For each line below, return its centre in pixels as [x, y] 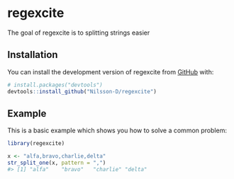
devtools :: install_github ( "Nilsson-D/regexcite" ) [82, 91]
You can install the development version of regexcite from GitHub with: [111, 71]
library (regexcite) [36, 144]
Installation [33, 55]
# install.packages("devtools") [55, 85]
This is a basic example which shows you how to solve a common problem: [117, 131]
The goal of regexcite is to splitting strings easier [79, 33]
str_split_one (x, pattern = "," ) [57, 163]
